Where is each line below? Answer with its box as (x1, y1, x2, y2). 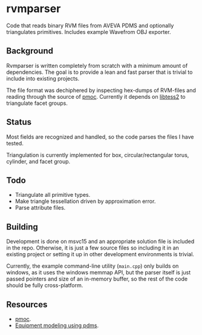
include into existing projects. (6, 75, 80, 82)
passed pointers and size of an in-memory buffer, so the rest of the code (6, 275, 188, 283)
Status (6, 117, 32, 127)
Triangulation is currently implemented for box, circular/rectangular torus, (6, 151, 189, 159)
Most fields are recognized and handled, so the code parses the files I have (6, 133, 194, 141)
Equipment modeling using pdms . (15, 322, 99, 329)
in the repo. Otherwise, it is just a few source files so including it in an (6, 244, 180, 251)
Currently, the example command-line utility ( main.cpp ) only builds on (6, 262, 179, 270)
